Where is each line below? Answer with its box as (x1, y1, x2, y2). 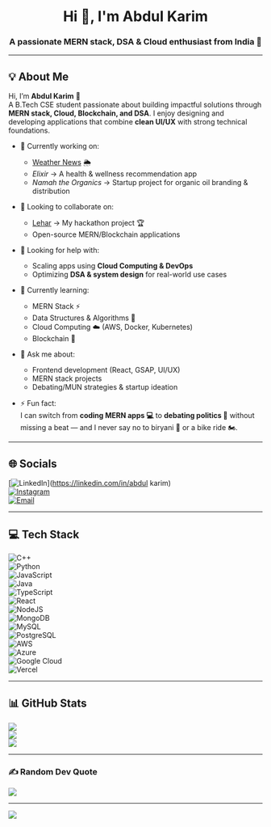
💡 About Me (8, 70, 69, 83)
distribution (31, 186, 70, 196)
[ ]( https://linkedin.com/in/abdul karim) (8, 479, 172, 488)
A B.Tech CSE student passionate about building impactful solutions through (8, 100, 262, 110)
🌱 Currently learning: (19, 285, 90, 295)
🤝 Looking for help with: (19, 246, 99, 255)
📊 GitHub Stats (8, 697, 87, 711)
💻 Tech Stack (8, 527, 80, 541)
